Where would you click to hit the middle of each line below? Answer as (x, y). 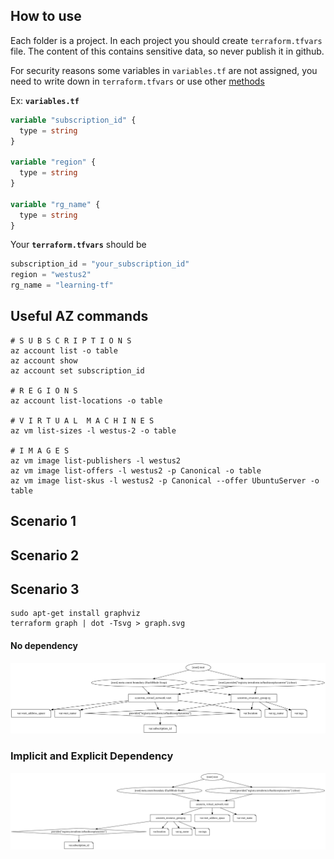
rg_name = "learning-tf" (62, 285)
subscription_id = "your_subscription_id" (100, 264)
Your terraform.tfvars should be (78, 245)
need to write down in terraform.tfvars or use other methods (137, 81)
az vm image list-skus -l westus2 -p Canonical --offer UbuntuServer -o (165, 480)
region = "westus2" (51, 275)
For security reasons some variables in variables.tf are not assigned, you (164, 70)
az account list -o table (64, 350)
